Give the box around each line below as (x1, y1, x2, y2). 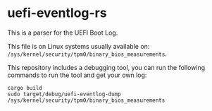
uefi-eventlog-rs (7, 5, 107, 21)
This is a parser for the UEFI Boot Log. (7, 28, 118, 37)
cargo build (7, 84, 42, 91)
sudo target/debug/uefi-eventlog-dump (7, 90, 121, 98)
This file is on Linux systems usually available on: (7, 42, 150, 50)
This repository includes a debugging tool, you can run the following (7, 63, 206, 71)
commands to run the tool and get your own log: (7, 71, 147, 79)
